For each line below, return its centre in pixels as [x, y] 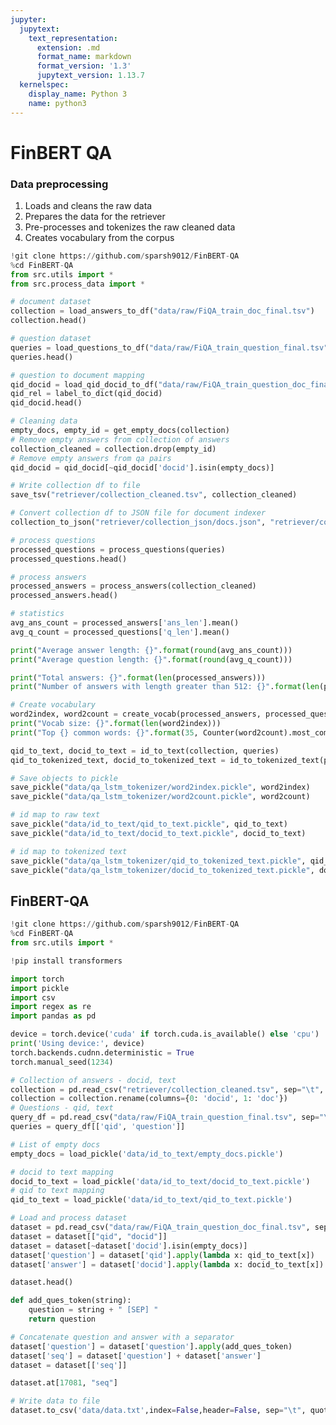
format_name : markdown [84, 57]
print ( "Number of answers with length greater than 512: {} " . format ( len [165, 687]
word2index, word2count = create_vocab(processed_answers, [136, 714]
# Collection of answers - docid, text [93, 1080]
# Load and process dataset [69, 1218]
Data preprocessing [59, 184]
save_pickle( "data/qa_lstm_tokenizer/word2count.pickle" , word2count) [160, 797]
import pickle [40, 988]
